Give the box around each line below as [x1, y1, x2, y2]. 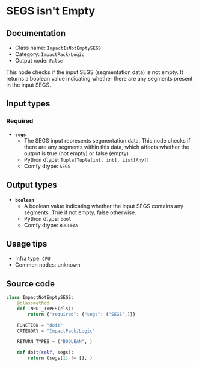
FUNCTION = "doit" [17, 322, 63, 328]
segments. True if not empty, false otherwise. [23, 209, 136, 216]
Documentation [6, 28, 66, 39]
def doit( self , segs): [17, 350, 74, 356]
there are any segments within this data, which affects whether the [23, 143, 189, 150]
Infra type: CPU [14, 254, 51, 262]
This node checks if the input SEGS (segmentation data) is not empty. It [6, 69, 183, 76]
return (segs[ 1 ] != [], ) [28, 355, 93, 362]
